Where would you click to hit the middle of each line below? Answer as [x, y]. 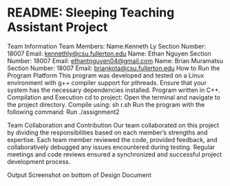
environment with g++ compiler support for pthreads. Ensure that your [107, 82]
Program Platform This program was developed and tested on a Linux [106, 75]
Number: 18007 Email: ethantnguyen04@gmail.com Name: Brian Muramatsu [115, 60]
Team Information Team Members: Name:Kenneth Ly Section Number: [107, 46]
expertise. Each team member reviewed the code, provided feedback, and [112, 139]
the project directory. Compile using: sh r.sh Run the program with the [106, 104]
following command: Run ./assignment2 [63, 112]
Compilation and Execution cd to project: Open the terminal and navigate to [114, 97]
